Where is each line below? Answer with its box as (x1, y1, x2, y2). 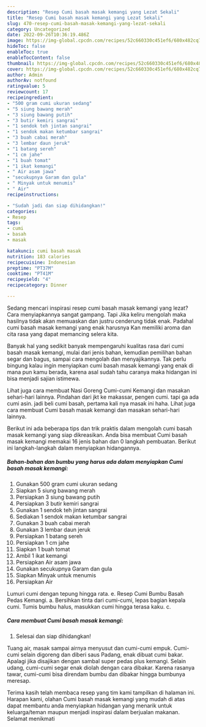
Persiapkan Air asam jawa (15, 558, 81, 566)
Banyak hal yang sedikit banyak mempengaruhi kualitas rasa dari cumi (7, 342, 184, 350)
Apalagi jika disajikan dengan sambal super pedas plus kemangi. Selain (7, 657, 186, 664)
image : (7, 37, 24, 44)
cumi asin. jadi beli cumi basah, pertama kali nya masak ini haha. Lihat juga (7, 399, 196, 407)
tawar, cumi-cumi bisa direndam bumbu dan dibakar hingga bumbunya (7, 670, 186, 678)
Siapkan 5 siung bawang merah (15, 487, 95, 494)
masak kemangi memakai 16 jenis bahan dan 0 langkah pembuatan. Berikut (7, 437, 196, 445)
